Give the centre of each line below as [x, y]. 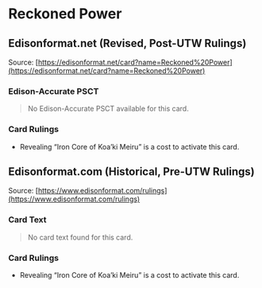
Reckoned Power [65, 14]
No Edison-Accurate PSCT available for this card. [108, 109]
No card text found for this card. [80, 237]
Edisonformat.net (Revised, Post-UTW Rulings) [127, 43]
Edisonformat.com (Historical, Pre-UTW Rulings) [132, 171]
